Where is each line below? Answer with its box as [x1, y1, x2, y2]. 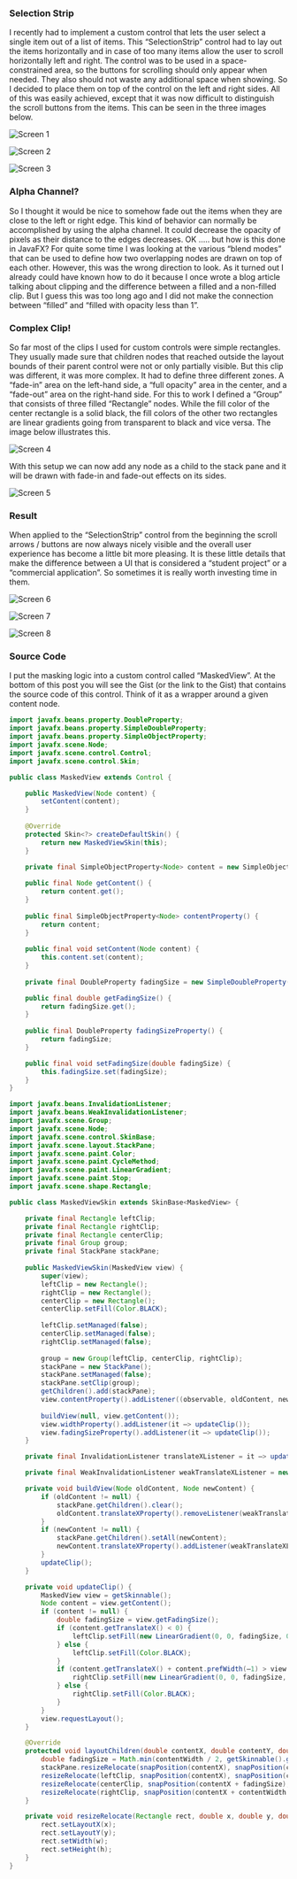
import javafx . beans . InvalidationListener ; [9, 1100, 172, 1109]
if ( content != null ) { [41, 1607, 128, 1616]
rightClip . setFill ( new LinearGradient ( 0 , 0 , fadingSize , [72, 1673, 287, 1682]
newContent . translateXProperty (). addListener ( [56, 1542, 232, 1551]
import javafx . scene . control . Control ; [9, 748, 152, 757]
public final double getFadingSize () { [25, 994, 172, 1002]
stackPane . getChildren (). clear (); [56, 1500, 184, 1510]
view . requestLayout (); [41, 1714, 125, 1723]
